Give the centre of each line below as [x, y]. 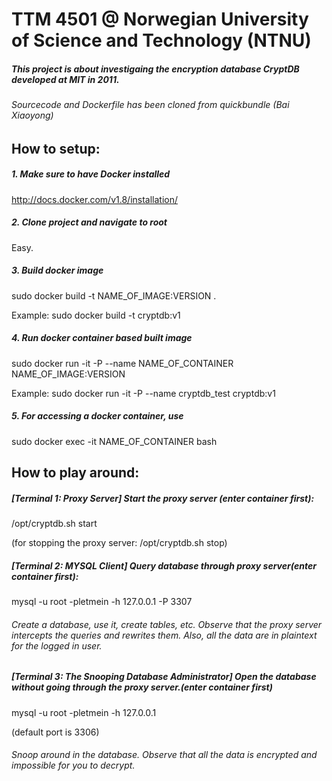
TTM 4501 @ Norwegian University [160, 19]
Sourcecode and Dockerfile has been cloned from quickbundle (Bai [150, 105]
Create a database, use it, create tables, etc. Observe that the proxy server [167, 624]
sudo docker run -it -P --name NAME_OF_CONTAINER [122, 363]
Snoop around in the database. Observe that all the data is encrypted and [164, 755]
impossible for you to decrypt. [73, 765]
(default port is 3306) [55, 732]
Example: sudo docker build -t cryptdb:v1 [96, 315]
